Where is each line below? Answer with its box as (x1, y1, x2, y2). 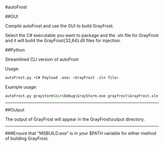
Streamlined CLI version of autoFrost (5, 56, 79, 62)
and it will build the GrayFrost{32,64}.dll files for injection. (5, 37, 121, 43)
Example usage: (5, 84, 38, 90)
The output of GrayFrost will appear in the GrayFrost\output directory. (5, 116, 145, 122)
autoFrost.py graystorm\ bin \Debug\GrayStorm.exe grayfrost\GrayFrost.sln (5, 93, 159, 98)
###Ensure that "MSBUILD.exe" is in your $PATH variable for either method (5, 130, 157, 136)
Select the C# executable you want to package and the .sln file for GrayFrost (5, 33, 159, 38)
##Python (5, 47, 25, 53)
